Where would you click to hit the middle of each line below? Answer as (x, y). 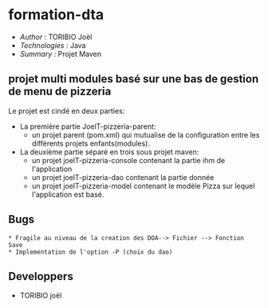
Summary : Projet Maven (61, 54)
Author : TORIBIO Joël (56, 37)
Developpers (41, 276)
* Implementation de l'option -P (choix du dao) (91, 252)
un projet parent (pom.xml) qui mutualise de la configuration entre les (146, 134)
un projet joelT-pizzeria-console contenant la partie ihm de (128, 160)
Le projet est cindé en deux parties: (67, 110)
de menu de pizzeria (60, 92)
